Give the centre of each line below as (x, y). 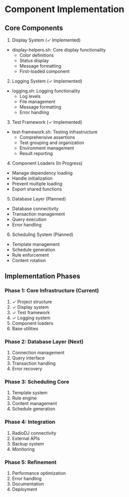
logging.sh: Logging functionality (46, 91)
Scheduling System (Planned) (43, 234)
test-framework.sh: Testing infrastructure (55, 132)
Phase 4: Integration (30, 422)
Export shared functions (37, 189)
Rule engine (24, 398)
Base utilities (25, 328)
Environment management (47, 148)
